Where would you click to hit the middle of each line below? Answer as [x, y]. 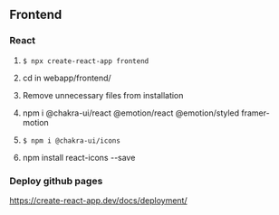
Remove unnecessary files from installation [103, 95]
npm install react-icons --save [79, 157]
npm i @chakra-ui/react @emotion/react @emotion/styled [131, 113]
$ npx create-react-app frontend [86, 61]
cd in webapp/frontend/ [67, 78]
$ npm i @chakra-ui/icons [71, 140]
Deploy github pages [56, 181]
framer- [255, 113]
